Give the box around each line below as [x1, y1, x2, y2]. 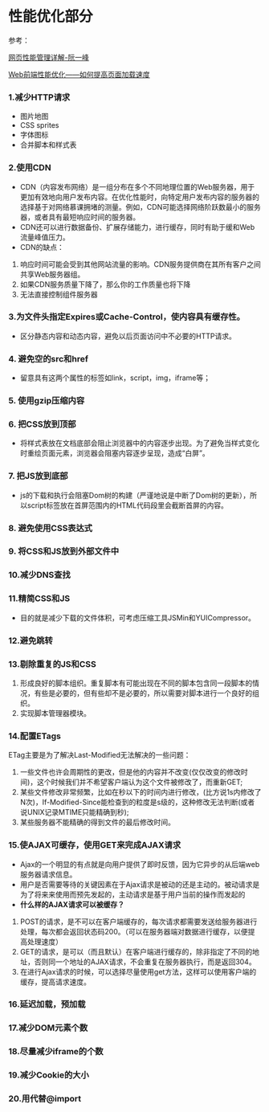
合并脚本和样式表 [19, 140, 77, 149]
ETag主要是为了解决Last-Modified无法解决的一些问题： [8, 750, 191, 760]
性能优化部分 [8, 7, 94, 26]
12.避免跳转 [8, 635, 54, 646]
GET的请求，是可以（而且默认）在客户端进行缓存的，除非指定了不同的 [19, 946, 253, 956]
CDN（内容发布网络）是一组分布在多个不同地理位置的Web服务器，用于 [19, 182, 255, 191]
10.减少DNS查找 [8, 570, 71, 581]
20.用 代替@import [8, 1094, 82, 1105]
